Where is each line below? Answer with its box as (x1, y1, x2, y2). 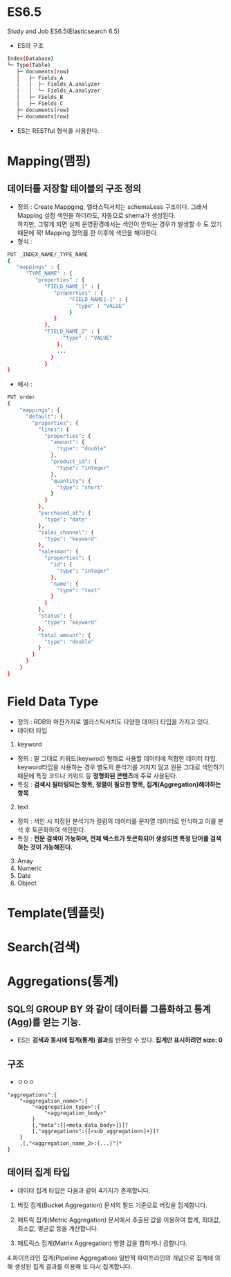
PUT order (7, 394, 36, 401)
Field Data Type (7, 694, 99, 709)
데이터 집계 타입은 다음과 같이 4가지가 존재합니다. (17, 1186, 151, 1194)
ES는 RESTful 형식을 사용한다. (17, 126, 100, 135)
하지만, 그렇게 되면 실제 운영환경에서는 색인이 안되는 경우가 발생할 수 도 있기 (17, 219, 223, 228)
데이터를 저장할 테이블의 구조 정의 (7, 183, 142, 194)
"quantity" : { (50, 477, 91, 484)
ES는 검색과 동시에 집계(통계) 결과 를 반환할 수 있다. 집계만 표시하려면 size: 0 (17, 1036, 223, 1045)
